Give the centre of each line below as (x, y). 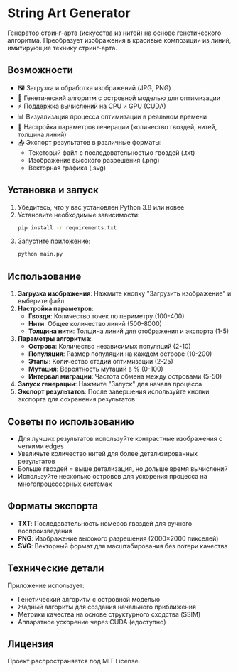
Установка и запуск (53, 190)
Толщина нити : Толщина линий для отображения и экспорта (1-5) (129, 331)
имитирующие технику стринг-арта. (62, 48)
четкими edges (40, 446)
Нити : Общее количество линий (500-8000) (95, 324)
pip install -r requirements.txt (67, 228)
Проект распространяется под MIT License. (74, 661)
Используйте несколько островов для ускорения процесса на (112, 476)
